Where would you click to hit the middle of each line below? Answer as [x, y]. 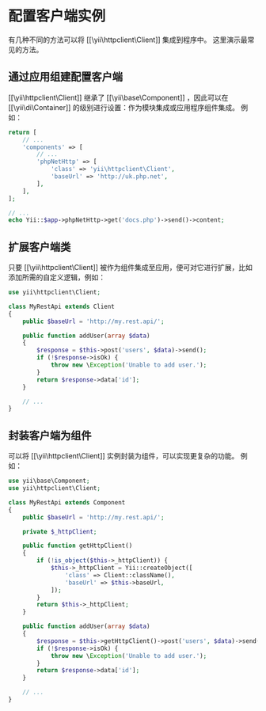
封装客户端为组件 [50, 435]
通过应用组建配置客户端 [65, 77]
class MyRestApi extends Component [67, 502]
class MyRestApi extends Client [61, 306]
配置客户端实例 [57, 16]
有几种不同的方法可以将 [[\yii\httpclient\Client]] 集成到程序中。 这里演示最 [128, 40]
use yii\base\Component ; [49, 481]
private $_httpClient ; [60, 531]
